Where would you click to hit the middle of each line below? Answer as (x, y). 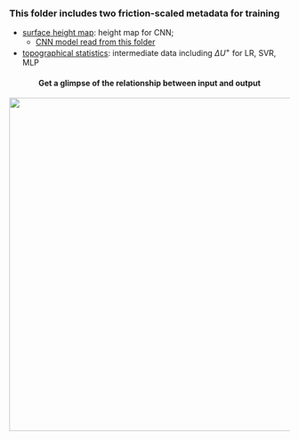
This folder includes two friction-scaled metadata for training (145, 13)
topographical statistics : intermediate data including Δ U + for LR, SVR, (149, 52)
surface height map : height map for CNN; (98, 33)
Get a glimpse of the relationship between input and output (149, 83)
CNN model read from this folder (95, 42)
